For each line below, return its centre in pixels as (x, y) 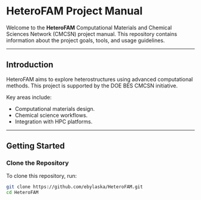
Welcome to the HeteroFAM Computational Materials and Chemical (89, 28)
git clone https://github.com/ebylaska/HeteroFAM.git (75, 187)
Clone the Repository (38, 163)
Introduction (30, 65)
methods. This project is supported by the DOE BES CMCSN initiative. (92, 86)
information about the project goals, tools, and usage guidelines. (86, 40)
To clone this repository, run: (42, 176)
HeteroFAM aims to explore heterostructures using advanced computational (100, 79)
